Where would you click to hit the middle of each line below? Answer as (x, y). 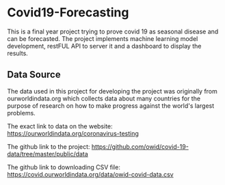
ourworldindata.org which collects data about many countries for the (104, 98)
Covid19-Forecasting (68, 13)
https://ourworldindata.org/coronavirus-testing (73, 133)
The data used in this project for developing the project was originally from (112, 91)
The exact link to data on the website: (60, 126)
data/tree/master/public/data (48, 154)
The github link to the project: (49, 146)
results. (18, 53)
